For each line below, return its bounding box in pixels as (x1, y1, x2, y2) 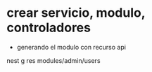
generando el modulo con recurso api (16, 43, 126, 51)
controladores (6, 20, 91, 36)
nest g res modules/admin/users (6, 56, 101, 64)
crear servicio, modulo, (6, 5, 146, 21)
